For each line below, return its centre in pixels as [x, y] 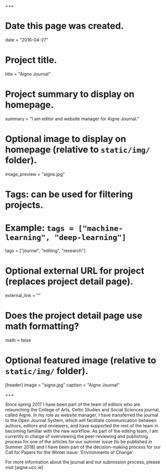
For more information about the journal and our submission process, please [83, 462]
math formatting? [42, 326]
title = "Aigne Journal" [28, 74]
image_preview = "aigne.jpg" [35, 174]
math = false [18, 340]
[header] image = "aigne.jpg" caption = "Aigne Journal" [62, 385]
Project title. [31, 60]
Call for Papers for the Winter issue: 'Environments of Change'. [70, 452]
